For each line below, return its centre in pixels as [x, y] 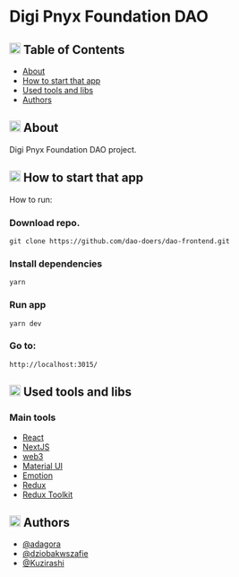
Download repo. [45, 223]
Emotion [38, 475]
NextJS [36, 447]
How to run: [31, 199]
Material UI [43, 466]
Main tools [33, 417]
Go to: [23, 345]
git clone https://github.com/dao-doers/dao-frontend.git [119, 241]
